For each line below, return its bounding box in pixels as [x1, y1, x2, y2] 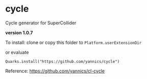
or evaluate [5, 49, 29, 55]
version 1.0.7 [5, 29, 33, 35]
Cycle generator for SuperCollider [5, 20, 77, 26]
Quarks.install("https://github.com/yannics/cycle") [5, 59, 120, 64]
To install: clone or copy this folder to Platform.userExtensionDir [5, 39, 142, 46]
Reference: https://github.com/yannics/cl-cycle [5, 68, 105, 74]
